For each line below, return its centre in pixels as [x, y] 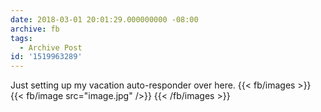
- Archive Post [51, 47]
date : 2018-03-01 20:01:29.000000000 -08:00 [104, 19]
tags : [21, 38]
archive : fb [35, 29]
